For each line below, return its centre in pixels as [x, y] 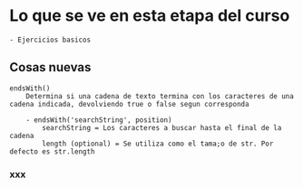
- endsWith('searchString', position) [99, 120]
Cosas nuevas [50, 67]
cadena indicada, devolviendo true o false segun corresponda [129, 104]
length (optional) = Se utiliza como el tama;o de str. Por [158, 144]
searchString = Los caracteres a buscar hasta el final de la [162, 127]
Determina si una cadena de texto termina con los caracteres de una [160, 96]
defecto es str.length [52, 151]
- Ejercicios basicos [50, 40]
